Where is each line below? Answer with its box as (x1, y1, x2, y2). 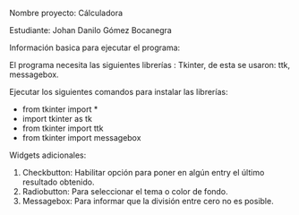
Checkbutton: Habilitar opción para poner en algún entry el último (21, 168, 265, 177)
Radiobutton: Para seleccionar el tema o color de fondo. (21, 186, 228, 196)
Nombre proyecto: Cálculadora (9, 8, 124, 18)
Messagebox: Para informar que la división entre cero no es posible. (21, 196, 275, 206)
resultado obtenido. (21, 176, 95, 187)
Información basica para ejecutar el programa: (9, 42, 181, 53)
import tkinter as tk (21, 114, 92, 124)
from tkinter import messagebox (21, 133, 141, 142)
